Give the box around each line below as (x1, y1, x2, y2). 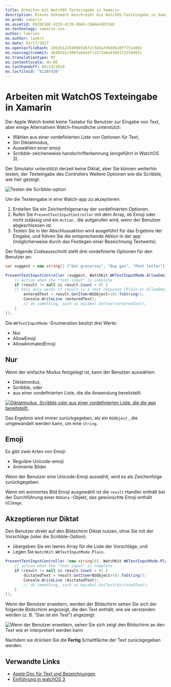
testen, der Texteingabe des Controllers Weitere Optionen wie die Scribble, (5, 171, 162, 177)
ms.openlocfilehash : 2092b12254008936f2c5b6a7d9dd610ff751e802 (5, 45, 142, 50)
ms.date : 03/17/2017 (5, 41, 49, 46)
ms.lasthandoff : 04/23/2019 (5, 64, 65, 69)
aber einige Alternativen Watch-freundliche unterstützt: (5, 124, 121, 130)
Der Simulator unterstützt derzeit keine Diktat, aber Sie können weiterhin (5, 165, 157, 171)
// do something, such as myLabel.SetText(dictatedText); (23, 582, 149, 588)
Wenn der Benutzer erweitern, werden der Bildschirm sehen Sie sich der (5, 601, 157, 607)
